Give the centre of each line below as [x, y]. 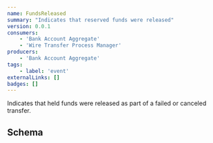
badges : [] [23, 84]
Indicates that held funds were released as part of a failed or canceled [107, 103]
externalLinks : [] [33, 77]
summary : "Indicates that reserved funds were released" [91, 20]
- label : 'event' [44, 71]
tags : [15, 65]
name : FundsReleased [37, 13]
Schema [25, 132]
